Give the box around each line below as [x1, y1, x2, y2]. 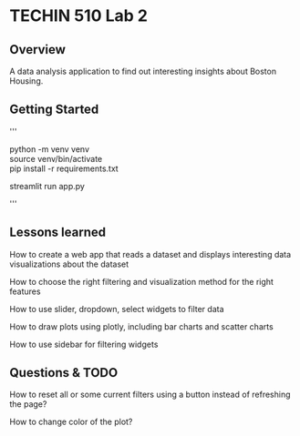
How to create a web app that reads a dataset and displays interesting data [9, 248, 292, 259]
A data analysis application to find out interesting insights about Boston [9, 66, 276, 76]
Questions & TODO [9, 365, 119, 380]
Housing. [9, 76, 44, 86]
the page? [9, 399, 47, 410]
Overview [9, 42, 67, 57]
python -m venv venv [9, 143, 89, 155]
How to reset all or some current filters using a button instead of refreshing [9, 389, 291, 401]
